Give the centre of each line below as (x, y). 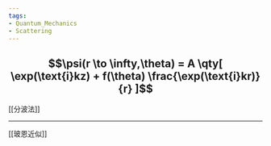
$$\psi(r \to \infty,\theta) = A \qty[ (135, 63)
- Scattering (30, 31)
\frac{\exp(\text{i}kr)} (204, 76)
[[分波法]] (24, 109)
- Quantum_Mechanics (43, 23)
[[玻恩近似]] (28, 134)
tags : (17, 16)
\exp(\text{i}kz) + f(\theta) (78, 76)
